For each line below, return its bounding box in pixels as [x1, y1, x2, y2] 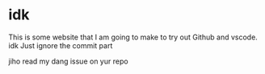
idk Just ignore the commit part [8, 40, 113, 50]
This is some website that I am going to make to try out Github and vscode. [8, 32, 259, 42]
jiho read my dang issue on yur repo [8, 56, 128, 66]
